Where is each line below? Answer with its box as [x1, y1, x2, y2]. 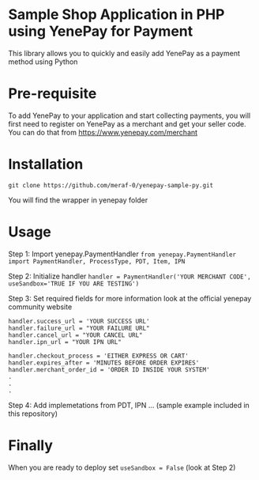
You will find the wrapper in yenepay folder [8, 195, 148, 205]
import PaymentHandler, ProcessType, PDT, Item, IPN [8, 257, 186, 266]
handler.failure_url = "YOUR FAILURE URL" [8, 324, 150, 332]
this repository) [8, 409, 58, 418]
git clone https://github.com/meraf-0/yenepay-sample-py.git [8, 181, 214, 189]
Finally [8, 437, 54, 454]
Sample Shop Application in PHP [8, 6, 225, 24]
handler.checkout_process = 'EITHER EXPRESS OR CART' [8, 352, 190, 360]
